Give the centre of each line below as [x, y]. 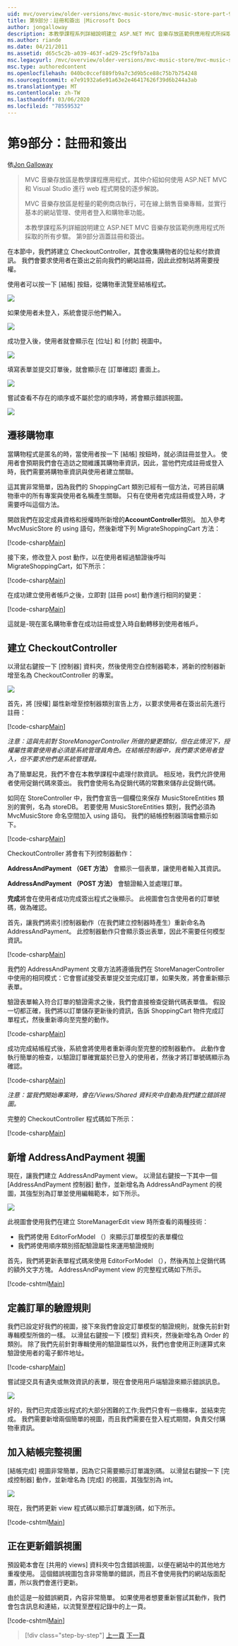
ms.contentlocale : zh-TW [44, 93]
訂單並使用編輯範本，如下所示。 [97, 1194]
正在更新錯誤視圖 [44, 1546]
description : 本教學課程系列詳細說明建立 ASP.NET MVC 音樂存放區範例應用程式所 [114, 34]
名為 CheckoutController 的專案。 [69, 675]
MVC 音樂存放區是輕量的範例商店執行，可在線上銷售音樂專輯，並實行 [125, 204]
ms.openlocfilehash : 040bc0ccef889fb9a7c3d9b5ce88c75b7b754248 [102, 73]
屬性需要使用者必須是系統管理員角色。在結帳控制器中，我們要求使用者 [115, 750]
